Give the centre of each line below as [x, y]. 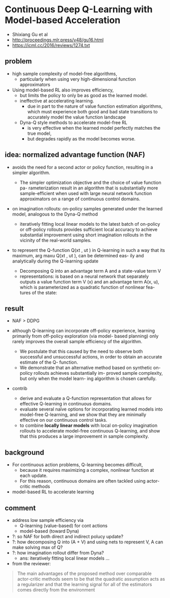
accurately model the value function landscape [77, 117]
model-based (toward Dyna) [49, 531]
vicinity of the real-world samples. [56, 240]
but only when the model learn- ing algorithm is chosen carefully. [88, 378]
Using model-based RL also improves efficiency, [63, 90]
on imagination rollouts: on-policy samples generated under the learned [87, 208]
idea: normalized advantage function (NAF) [75, 155]
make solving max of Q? [37, 547]
